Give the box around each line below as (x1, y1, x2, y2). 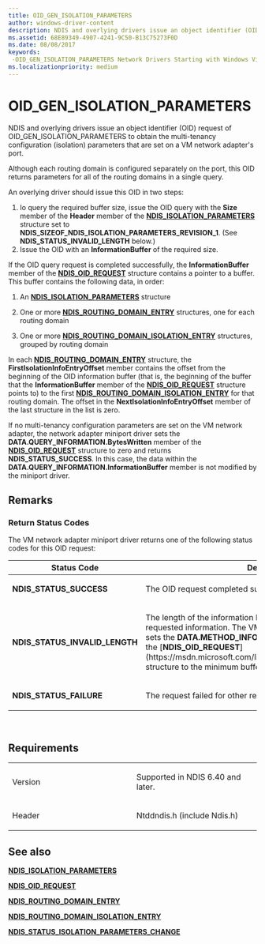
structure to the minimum (145, 661, 239, 672)
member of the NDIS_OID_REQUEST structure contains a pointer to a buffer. (8, 268, 255, 277)
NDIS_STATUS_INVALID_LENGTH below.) (19, 236, 156, 246)
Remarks (8, 494, 54, 507)
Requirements (8, 741, 79, 754)
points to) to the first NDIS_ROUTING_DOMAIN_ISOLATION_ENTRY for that (8, 388, 255, 397)
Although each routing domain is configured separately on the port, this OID (8, 164, 255, 173)
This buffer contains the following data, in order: (8, 276, 165, 286)
